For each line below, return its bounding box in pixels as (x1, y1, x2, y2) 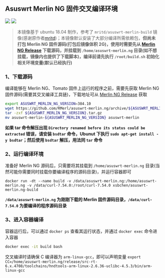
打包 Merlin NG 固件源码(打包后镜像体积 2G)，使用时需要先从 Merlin (17, 41, 156, 47)
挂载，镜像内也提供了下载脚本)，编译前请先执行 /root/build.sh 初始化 (17, 53, 160, 59)
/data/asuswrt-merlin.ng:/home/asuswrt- (73, 178, 157, 183)
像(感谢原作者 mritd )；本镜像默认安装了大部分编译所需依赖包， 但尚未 (17, 35, 156, 41)
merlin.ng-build (5, 187, 38, 192)
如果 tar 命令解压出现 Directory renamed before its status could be (5, 125, 145, 131)
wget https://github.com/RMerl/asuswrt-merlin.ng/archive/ (5, 105, 129, 111)
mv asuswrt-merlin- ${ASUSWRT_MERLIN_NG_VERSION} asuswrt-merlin (5, 115, 139, 120)
